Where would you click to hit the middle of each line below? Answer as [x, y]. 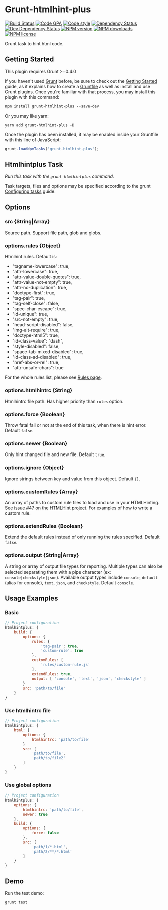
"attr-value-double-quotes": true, [47, 277]
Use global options [28, 785]
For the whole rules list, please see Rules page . [54, 377]
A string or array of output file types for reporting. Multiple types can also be [84, 566]
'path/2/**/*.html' [52, 851]
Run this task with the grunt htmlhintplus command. [60, 176]
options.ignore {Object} [35, 468]
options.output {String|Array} [42, 555]
